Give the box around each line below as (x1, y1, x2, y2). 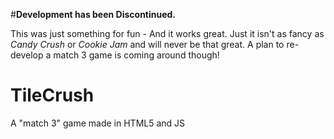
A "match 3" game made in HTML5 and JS (10, 117, 186, 129)
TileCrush (10, 84, 95, 107)
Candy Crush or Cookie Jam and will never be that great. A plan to (10, 39, 285, 50)
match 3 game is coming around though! (53, 49, 220, 61)
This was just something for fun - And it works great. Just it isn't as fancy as (10, 28, 325, 39)
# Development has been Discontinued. (10, 9, 177, 20)
